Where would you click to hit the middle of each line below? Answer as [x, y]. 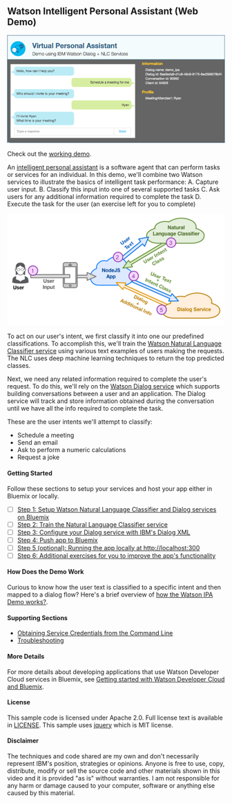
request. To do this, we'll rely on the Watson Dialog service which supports [114, 386]
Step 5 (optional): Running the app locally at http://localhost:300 [108, 548]
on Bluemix [33, 517]
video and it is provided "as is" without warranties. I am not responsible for [113, 778]
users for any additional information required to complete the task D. [104, 197]
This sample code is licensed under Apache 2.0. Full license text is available [115, 718]
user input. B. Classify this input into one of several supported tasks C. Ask [114, 189]
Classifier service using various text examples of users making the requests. [116, 351]
